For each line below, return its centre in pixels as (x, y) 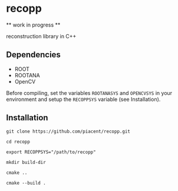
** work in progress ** (33, 25)
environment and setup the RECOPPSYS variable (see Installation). (83, 99)
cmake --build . (26, 183)
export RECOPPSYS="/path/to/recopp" (51, 152)
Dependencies (33, 55)
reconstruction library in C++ (41, 36)
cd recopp (18, 141)
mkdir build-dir (26, 162)
